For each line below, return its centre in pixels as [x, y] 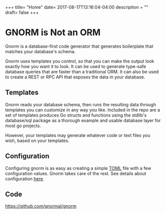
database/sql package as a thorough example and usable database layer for [83, 120]
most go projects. [23, 126]
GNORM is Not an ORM [53, 33]
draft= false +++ [22, 12]
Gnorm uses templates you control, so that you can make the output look [80, 61]
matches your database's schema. [41, 51]
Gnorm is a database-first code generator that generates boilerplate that [79, 46]
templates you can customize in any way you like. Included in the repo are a [83, 110]
